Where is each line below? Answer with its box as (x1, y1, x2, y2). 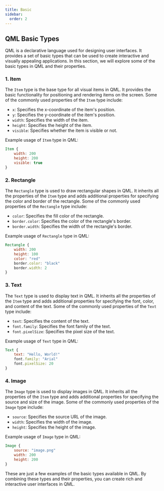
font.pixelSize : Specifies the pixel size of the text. (12, 328, 115, 335)
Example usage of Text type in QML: (5, 338, 78, 344)
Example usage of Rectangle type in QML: (5, 233, 90, 239)
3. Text (5, 281, 22, 288)
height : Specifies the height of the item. (12, 123, 93, 128)
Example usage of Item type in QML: (5, 137, 78, 143)
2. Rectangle (5, 177, 36, 184)
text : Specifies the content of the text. (12, 318, 90, 324)
